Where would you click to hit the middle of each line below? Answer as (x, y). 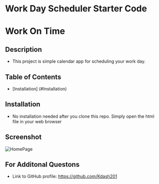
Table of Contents (33, 77)
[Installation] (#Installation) (40, 89)
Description (23, 49)
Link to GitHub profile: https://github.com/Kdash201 (65, 177)
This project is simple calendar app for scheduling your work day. (79, 61)
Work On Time (35, 31)
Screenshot (23, 137)
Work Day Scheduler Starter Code (76, 9)
